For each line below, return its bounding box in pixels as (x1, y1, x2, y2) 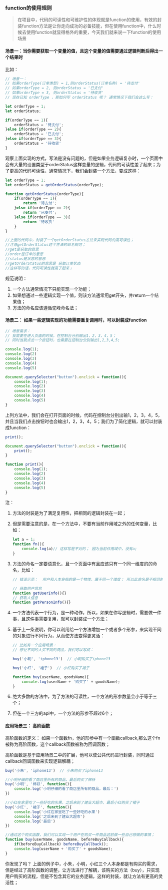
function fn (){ (12, 542, 44, 547)
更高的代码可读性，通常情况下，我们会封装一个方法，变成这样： (9, 168, 141, 174)
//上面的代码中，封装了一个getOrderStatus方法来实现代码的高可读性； (5, 238, 134, 243)
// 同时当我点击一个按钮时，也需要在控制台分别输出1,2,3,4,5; (5, 338, 120, 343)
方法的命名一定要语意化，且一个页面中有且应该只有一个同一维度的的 (12, 561, 153, 567)
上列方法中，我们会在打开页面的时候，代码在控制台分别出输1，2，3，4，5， (5, 412, 162, 418)
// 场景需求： (5, 328, 31, 333)
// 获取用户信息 (12, 586, 42, 591)
